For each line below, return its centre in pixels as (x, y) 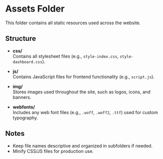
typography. (25, 118)
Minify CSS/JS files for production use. (53, 151)
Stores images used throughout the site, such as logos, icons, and (81, 92)
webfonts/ (24, 107)
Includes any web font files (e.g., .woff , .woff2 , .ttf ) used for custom (85, 112)
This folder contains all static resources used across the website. (73, 23)
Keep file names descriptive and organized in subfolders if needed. (83, 146)
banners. (22, 97)
